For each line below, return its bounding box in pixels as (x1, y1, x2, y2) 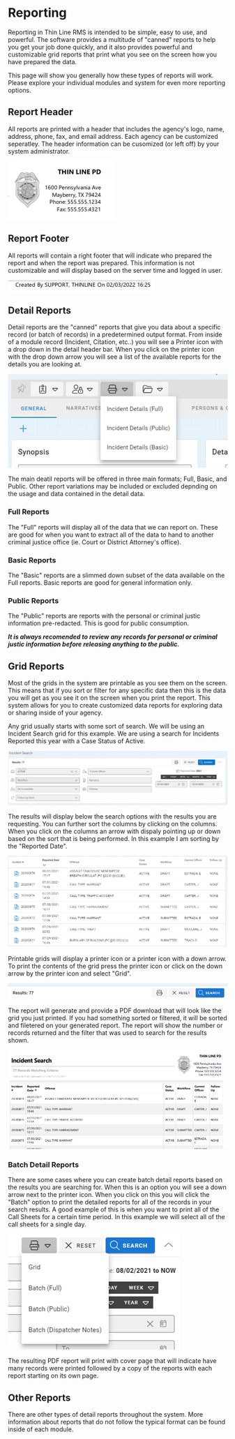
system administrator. (8, 147, 70, 155)
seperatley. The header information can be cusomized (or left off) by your (8, 140, 220, 148)
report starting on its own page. (8, 1371, 99, 1380)
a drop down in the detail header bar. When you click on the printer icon (8, 345, 215, 354)
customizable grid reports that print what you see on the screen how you (8, 50, 218, 59)
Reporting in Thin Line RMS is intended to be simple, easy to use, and (8, 28, 208, 36)
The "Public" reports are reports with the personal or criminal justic (8, 612, 201, 620)
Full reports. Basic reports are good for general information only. (8, 578, 192, 587)
